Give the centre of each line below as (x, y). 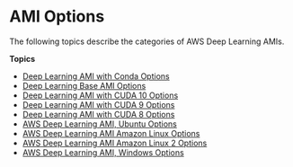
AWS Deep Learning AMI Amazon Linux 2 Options (115, 143)
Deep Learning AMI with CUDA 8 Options (98, 114)
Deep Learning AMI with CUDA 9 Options (98, 104)
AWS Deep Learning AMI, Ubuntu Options (100, 124)
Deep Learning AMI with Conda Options (96, 76)
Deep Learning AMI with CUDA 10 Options (100, 95)
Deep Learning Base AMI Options (84, 85)
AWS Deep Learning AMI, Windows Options (103, 152)
